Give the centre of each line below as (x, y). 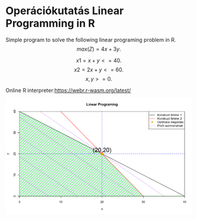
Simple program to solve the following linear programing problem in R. (91, 40)
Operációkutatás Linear (65, 11)
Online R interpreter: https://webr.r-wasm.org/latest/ (68, 90)
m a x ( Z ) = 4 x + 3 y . (99, 49)
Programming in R (50, 23)
